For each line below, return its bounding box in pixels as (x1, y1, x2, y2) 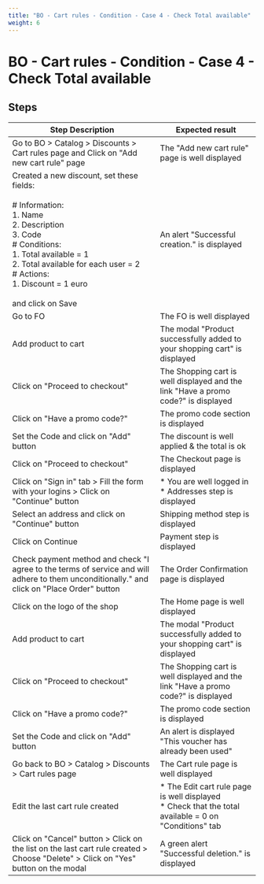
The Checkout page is (159, 453, 241, 464)
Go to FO (12, 310, 46, 321)
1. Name (12, 209, 44, 220)
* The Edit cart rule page (159, 781, 252, 792)
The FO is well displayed (159, 310, 250, 321)
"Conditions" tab (159, 820, 222, 831)
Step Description (49, 124, 115, 135)
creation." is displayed (159, 239, 242, 250)
